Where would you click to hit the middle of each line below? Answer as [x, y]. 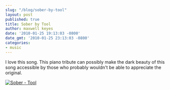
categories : [18, 43]
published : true [22, 19]
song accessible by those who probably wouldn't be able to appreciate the [83, 67]
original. [14, 73]
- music [13, 48]
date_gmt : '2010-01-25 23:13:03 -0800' [47, 38]
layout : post [19, 15]
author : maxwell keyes [29, 29]
